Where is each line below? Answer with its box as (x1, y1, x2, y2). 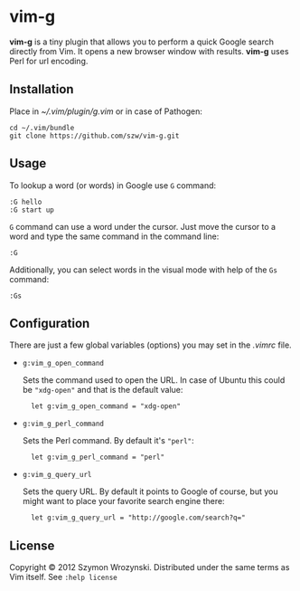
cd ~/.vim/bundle (9, 123, 75, 132)
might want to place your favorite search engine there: (22, 496, 225, 507)
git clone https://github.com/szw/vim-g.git (9, 131, 180, 140)
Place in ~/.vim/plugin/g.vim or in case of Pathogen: (9, 106, 203, 117)
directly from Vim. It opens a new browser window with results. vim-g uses (9, 45, 289, 56)
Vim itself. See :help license (9, 572, 117, 583)
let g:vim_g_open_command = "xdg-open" (31, 402, 181, 411)
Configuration (9, 315, 90, 331)
